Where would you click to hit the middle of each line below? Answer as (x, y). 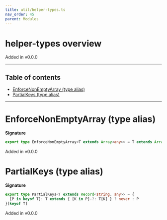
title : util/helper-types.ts (35, 10)
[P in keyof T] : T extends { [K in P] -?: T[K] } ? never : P (74, 199)
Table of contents (33, 77)
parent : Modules (22, 19)
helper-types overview (53, 43)
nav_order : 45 (20, 14)
